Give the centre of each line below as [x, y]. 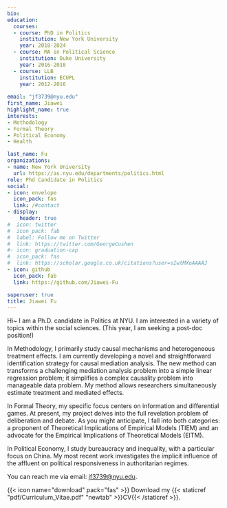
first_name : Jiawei [35, 103]
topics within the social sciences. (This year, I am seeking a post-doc [105, 328]
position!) [21, 336]
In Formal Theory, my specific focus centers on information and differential [113, 406]
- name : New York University [49, 167]
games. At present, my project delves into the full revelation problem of [108, 414]
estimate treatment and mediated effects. [66, 393]
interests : [23, 116]
